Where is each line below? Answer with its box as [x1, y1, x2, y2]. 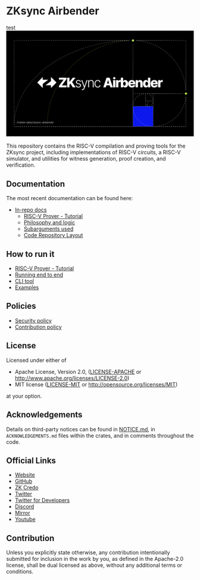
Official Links [6, 455, 57, 465]
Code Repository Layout [23, 232, 83, 239]
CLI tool [14, 278, 35, 285]
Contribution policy [14, 323, 62, 330]
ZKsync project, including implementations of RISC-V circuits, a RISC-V [6, 149, 181, 156]
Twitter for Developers [14, 497, 70, 504]
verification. [6, 161, 36, 168]
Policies [6, 301, 37, 311]
